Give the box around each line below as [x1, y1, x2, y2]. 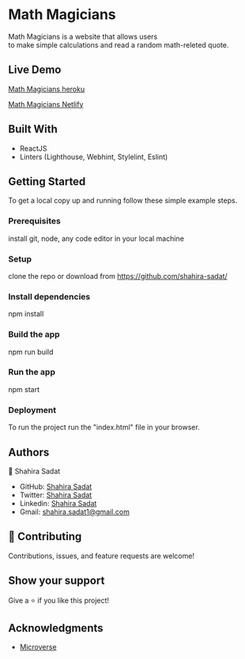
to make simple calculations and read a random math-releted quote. [8, 40, 229, 49]
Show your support [8, 574, 105, 588]
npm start [8, 384, 40, 394]
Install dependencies [8, 291, 91, 302]
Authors [8, 445, 50, 459]
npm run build [8, 347, 54, 356]
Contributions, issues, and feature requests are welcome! [8, 550, 195, 560]
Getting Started [8, 174, 86, 188]
